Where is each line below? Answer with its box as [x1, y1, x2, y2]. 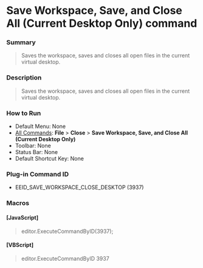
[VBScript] [6, 241, 34, 249]
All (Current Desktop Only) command [6, 16, 198, 30]
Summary [6, 38, 36, 47]
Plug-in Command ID [6, 170, 69, 178]
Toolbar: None [15, 142, 52, 149]
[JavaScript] [6, 213, 38, 221]
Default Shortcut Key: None [15, 155, 84, 162]
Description [6, 73, 42, 82]
